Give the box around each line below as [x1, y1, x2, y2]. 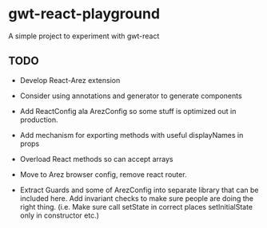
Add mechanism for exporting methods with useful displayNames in [19, 130, 244, 140]
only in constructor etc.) [19, 210, 100, 220]
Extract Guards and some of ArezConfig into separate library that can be [19, 185, 259, 195]
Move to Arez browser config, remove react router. [19, 169, 187, 179]
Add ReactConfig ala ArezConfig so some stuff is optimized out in [19, 106, 237, 116]
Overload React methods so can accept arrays [19, 154, 173, 163]
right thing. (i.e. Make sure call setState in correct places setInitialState [19, 202, 253, 211]
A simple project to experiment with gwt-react [8, 31, 160, 41]
